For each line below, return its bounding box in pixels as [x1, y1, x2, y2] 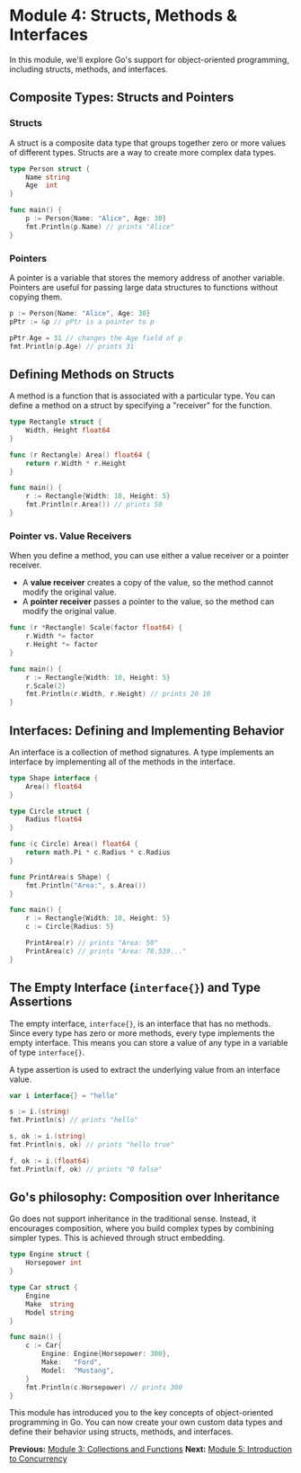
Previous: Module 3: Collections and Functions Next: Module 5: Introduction [9, 1444, 292, 1455]
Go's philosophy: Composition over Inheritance [9, 1190, 280, 1205]
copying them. [9, 291, 63, 302]
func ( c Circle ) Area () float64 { [9, 840, 139, 849]
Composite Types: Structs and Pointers [9, 90, 235, 105]
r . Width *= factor [25, 631, 94, 641]
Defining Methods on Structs [9, 366, 175, 382]
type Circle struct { [9, 807, 91, 816]
